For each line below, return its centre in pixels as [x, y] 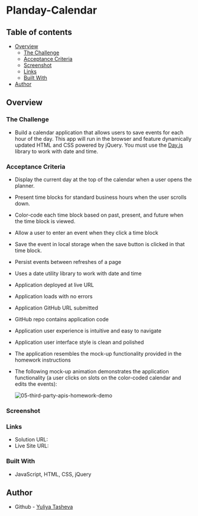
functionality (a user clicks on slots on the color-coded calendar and [98, 378]
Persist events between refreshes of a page [68, 262]
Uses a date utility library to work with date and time [78, 273]
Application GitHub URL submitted [56, 308]
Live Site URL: [32, 446]
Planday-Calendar [52, 10]
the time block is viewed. [45, 221]
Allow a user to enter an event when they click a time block [86, 233]
